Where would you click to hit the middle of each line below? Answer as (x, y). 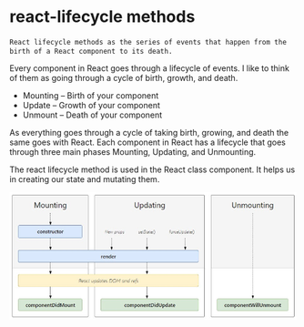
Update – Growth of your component (91, 105)
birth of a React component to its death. (91, 51)
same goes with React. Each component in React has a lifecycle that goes (148, 142)
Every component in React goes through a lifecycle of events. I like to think (149, 68)
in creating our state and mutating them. (85, 179)
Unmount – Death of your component (92, 115)
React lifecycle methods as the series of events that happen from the (148, 42)
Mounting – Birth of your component (91, 95)
